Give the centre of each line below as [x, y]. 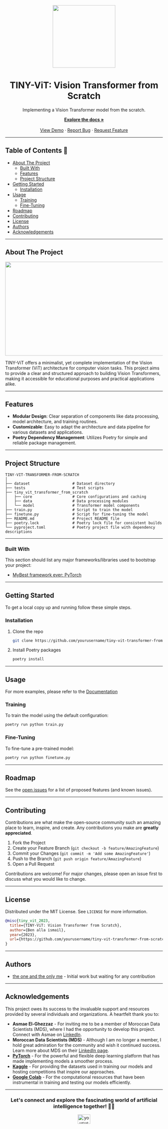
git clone [23, 640]
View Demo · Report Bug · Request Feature [84, 130]
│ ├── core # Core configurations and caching [76, 497]
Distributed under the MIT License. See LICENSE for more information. [76, 911]
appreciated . [19, 833]
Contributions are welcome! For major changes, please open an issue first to [84, 874]
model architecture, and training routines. [55, 422]
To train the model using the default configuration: [57, 715]
